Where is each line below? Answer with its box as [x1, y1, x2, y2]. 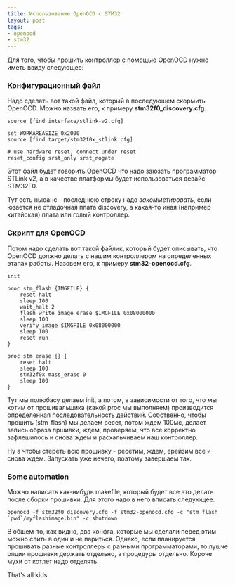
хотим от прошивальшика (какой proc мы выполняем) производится [7, 403, 214, 411]
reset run [20, 334, 49, 341]
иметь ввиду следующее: [7, 63, 84, 72]
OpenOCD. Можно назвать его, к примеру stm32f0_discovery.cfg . [7, 104, 207, 112]
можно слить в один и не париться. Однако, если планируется [7, 535, 196, 544]
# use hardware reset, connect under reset [7, 148, 137, 155]
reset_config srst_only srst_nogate [7, 155, 114, 162]
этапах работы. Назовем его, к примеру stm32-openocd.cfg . [7, 259, 192, 267]
